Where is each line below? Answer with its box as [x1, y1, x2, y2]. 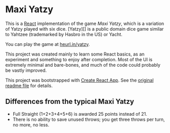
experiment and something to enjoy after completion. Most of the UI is [5, 56, 153, 62]
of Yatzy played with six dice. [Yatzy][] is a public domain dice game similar [5, 25, 164, 32]
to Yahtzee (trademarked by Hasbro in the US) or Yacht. [5, 31, 123, 37]
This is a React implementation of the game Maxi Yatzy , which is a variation [5, 20, 164, 26]
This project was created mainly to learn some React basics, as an [5, 51, 144, 57]
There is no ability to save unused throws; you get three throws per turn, [12, 116, 165, 122]
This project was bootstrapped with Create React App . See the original [5, 77, 154, 83]
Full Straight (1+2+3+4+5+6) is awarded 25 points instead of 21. [12, 111, 148, 117]
